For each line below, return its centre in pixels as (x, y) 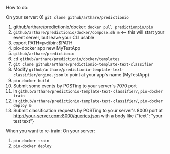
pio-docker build (31, 81)
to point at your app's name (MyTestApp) (107, 75)
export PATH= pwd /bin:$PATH (43, 43)
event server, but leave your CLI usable (54, 37)
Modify (20, 69)
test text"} (23, 121)
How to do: (17, 7)
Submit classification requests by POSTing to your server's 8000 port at (88, 110)
